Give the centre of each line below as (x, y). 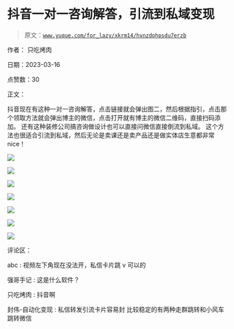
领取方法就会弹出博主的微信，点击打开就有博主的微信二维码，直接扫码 (114, 117)
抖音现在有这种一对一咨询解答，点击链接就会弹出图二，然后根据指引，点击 (114, 109)
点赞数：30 (23, 79)
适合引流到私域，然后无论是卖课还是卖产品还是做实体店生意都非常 (120, 135)
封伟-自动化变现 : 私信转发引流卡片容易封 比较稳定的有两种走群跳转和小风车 (116, 309)
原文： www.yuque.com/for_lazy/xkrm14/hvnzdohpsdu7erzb (105, 35)
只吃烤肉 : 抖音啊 (31, 294)
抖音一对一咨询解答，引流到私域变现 (111, 14)
